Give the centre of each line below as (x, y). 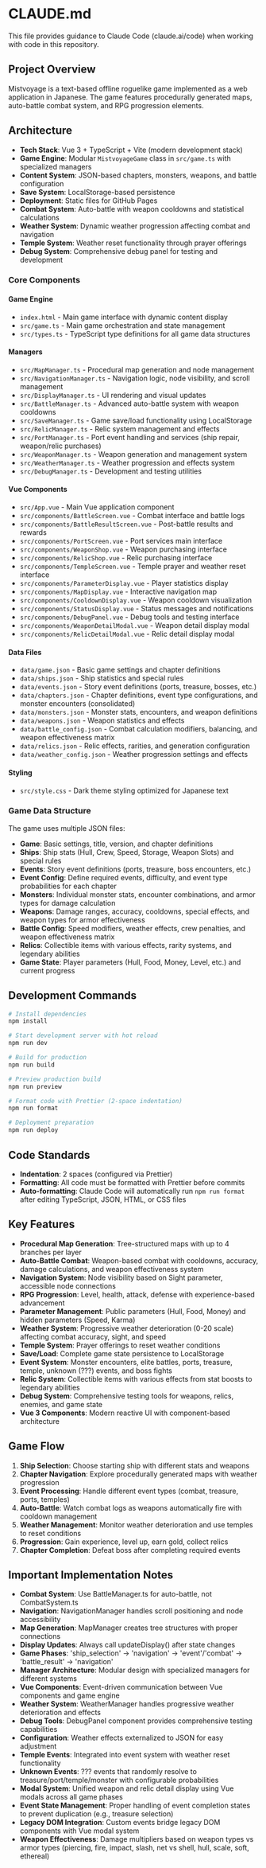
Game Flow (37, 1447)
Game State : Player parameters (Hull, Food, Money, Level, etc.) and (130, 962)
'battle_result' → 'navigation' (66, 1662)
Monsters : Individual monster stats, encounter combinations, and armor (137, 894)
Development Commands (73, 996)
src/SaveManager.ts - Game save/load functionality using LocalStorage (136, 420)
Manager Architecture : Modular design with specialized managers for (135, 1670)
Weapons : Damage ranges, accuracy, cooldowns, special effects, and (135, 911)
